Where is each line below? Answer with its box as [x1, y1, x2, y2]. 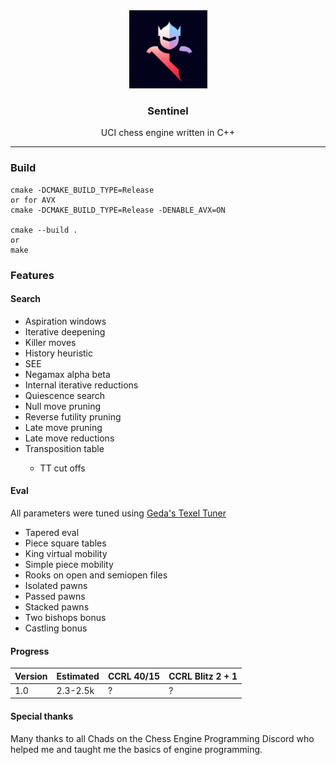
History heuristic [24, 347, 93, 359]
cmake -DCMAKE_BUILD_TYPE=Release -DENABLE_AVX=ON [10, 205, 226, 215]
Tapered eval [24, 526, 80, 538]
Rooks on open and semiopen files [24, 569, 168, 581]
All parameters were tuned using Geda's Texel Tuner [10, 507, 227, 519]
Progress [10, 645, 50, 657]
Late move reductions [24, 432, 115, 444]
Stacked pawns [24, 600, 90, 613]
